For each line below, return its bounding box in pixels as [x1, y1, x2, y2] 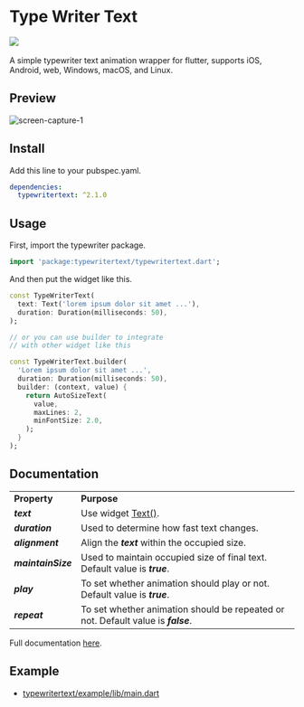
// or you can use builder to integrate [9, 333, 165, 342]
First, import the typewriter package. [9, 240, 147, 250]
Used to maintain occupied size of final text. [81, 551, 268, 563]
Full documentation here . [9, 637, 102, 648]
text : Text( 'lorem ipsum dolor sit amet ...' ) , [17, 299, 201, 308]
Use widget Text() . [81, 506, 160, 519]
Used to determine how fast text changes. [81, 522, 260, 534]
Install [9, 141, 45, 156]
